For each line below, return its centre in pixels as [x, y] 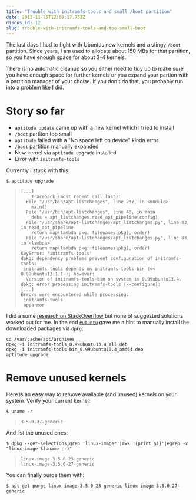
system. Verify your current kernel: [48, 401]
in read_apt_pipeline [47, 228]
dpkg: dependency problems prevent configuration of [87, 259]
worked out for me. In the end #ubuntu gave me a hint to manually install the [98, 323]
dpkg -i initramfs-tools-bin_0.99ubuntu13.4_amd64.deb [75, 350]
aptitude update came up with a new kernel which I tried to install [94, 128]
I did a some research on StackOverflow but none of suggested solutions [95, 316]
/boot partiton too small [43, 134]
